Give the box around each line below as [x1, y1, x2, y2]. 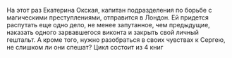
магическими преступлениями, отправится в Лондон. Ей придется [6, 13, 209, 22]
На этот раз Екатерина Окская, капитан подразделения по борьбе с [6, 6, 212, 14]
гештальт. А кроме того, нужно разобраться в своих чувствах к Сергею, [6, 36, 226, 44]
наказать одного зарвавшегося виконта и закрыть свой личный [6, 28, 199, 36]
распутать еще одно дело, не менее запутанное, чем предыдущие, [6, 21, 211, 29]
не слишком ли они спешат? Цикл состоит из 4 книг [6, 43, 164, 51]
